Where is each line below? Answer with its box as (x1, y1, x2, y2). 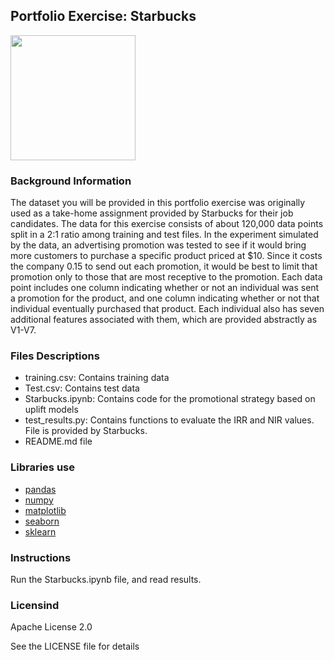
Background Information (10, 174, 132, 188)
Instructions (10, 550, 72, 564)
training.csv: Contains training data (24, 372, 170, 384)
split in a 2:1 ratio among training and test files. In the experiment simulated (10, 229, 319, 241)
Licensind (10, 598, 60, 612)
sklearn (24, 525, 57, 538)
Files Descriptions (10, 349, 100, 363)
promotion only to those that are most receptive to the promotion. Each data (10, 271, 323, 283)
